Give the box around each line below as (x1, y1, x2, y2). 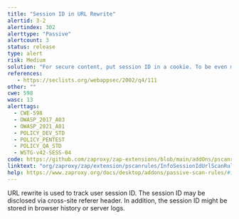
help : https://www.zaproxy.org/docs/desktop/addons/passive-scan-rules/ (7, 169, 228, 176)
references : (7, 70, 43, 77)
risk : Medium (7, 57, 46, 64)
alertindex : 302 (7, 23, 55, 31)
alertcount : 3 (7, 37, 50, 44)
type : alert (7, 50, 43, 58)
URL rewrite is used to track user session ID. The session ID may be (7, 188, 206, 197)
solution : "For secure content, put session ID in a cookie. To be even (7, 63, 228, 70)
